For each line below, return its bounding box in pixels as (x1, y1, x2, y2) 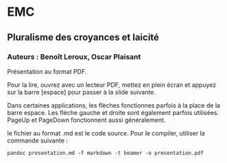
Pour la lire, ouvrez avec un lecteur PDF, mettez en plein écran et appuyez (7, 80, 217, 89)
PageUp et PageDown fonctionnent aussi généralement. (7, 116, 166, 124)
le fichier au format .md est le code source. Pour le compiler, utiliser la (7, 129, 205, 137)
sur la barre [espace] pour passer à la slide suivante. (7, 88, 156, 96)
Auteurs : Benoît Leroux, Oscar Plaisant (7, 52, 141, 62)
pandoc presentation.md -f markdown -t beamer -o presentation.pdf (7, 149, 204, 156)
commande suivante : (7, 136, 69, 145)
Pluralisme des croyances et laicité (7, 32, 160, 43)
